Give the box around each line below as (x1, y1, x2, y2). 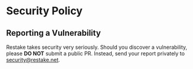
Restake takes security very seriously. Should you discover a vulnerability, (6, 43, 188, 51)
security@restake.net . (6, 57, 61, 63)
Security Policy (6, 4, 83, 18)
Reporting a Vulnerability (6, 28, 101, 38)
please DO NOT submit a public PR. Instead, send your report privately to (6, 50, 185, 57)
